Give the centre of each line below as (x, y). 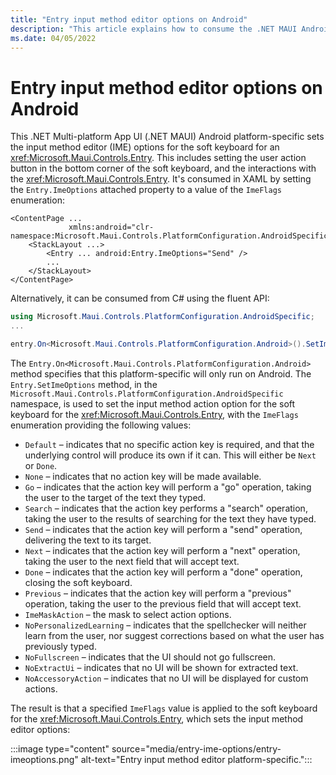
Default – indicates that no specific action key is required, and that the (169, 444)
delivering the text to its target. (88, 540)
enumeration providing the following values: (101, 425)
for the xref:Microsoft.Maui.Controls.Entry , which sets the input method (157, 718)
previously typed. (60, 646)
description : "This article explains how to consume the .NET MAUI (154, 29)
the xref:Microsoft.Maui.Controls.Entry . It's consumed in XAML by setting (161, 179)
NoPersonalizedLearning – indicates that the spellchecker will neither (165, 625)
